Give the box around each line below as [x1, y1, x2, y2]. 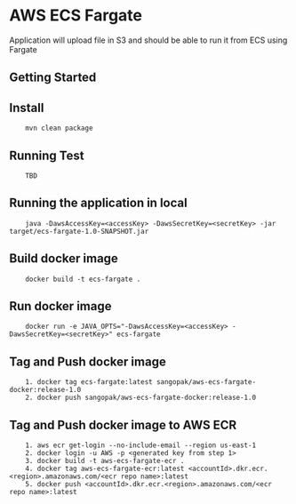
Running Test [9, 148, 84, 163]
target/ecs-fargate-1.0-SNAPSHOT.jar [9, 227, 149, 236]
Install [9, 100, 44, 116]
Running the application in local [9, 196, 188, 211]
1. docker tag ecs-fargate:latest [25, 378, 153, 387]
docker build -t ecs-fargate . [25, 275, 141, 284]
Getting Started [9, 70, 97, 85]
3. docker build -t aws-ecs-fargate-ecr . [25, 457, 185, 466]
